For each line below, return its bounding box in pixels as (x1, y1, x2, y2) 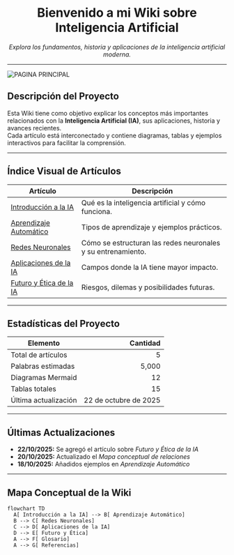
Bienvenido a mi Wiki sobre (37, 5, 197, 21)
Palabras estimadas (10, 361, 75, 371)
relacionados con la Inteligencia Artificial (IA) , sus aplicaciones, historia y (7, 116, 221, 125)
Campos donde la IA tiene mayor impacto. (81, 262, 218, 272)
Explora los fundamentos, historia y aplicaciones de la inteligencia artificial (8, 43, 226, 51)
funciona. (81, 206, 113, 216)
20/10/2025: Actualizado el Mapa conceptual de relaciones (17, 453, 190, 461)
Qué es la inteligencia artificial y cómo (81, 197, 206, 207)
